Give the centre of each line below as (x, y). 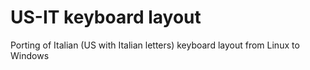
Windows (30, 55)
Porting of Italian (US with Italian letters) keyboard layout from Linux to (155, 45)
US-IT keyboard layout (106, 17)
